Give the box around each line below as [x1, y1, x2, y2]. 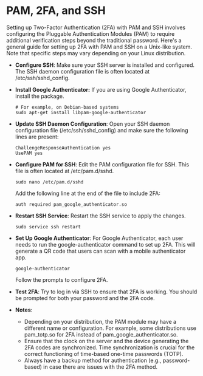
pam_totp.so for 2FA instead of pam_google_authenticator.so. [24, 330, 178, 338]
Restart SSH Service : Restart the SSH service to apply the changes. [15, 212, 187, 219]
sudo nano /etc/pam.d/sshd [15, 179, 84, 185]
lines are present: [15, 133, 59, 140]
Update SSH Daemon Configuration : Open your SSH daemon [15, 120, 170, 128]
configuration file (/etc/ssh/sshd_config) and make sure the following [15, 126, 188, 134]
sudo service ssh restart [15, 224, 81, 230]
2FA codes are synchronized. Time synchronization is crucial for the [24, 344, 195, 351]
